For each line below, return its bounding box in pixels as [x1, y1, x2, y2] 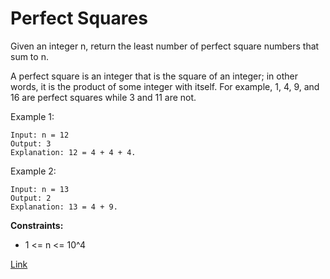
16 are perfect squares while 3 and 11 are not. [10, 91, 197, 103]
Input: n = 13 [10, 184, 70, 194]
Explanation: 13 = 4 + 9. [10, 202, 118, 212]
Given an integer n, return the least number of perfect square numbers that [10, 40, 320, 52]
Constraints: [10, 219, 64, 231]
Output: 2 [10, 193, 52, 203]
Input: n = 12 [10, 130, 70, 140]
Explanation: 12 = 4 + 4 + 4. [10, 147, 137, 157]
